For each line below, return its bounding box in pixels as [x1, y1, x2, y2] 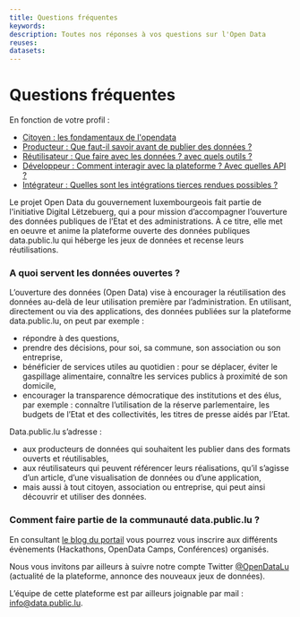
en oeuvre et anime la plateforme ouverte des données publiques [9, 226, 251, 236]
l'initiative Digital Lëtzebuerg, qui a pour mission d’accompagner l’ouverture [9, 207, 288, 218]
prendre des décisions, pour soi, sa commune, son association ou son [21, 342, 281, 354]
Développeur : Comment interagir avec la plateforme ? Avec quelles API [21, 160, 287, 171]
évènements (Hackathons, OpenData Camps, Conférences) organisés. [9, 544, 270, 554]
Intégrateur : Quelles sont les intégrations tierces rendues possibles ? [21, 180, 279, 191]
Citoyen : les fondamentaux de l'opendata [21, 132, 177, 143]
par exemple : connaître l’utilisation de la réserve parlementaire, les [21, 399, 270, 410]
